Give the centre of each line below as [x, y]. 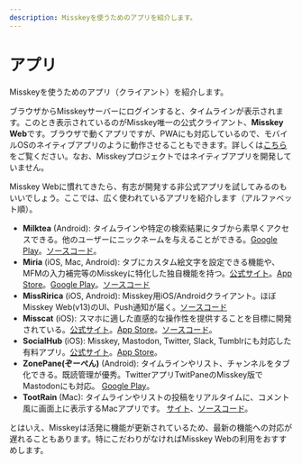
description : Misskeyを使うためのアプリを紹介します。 [103, 18]
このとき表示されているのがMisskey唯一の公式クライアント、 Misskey [154, 122]
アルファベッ [269, 197]
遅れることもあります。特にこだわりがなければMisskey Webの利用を [137, 439]
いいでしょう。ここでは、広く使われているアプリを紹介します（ [127, 197]
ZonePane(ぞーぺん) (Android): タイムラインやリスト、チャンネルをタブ [156, 363]
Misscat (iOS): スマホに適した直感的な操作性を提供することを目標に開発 [157, 318]
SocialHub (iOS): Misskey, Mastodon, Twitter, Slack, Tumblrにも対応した [157, 341]
